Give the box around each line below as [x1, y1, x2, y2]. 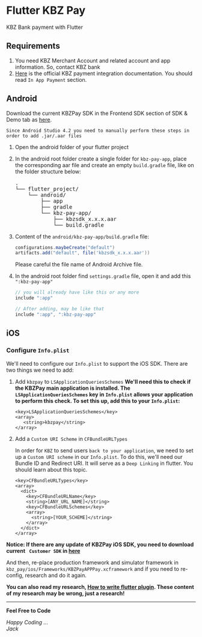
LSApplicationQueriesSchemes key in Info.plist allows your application [14, 390, 194, 398]
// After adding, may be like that [14, 306, 105, 312]
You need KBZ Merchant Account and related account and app [14, 57, 171, 64]
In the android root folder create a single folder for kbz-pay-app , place [14, 155, 187, 162]
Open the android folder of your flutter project [14, 143, 129, 150]
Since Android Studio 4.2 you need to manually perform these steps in [6, 128, 189, 134]
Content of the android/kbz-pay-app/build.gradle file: [14, 233, 149, 240]
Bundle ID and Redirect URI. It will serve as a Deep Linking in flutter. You [14, 460, 194, 467]
